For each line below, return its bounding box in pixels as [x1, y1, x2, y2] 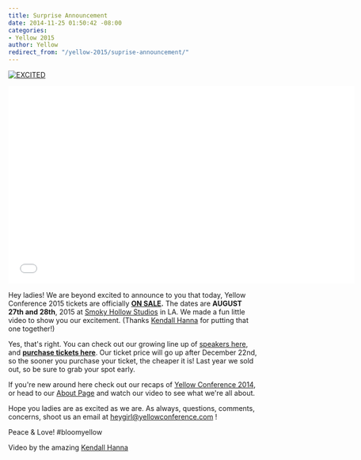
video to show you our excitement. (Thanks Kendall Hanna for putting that [8, 316, 249, 325]
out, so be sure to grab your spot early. [8, 365, 136, 374]
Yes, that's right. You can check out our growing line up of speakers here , [8, 340, 249, 348]
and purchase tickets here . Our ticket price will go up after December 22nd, [8, 348, 257, 357]
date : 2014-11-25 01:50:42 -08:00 [8, 19, 123, 27]
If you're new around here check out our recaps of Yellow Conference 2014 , [8, 380, 256, 389]
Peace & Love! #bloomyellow [8, 428, 103, 436]
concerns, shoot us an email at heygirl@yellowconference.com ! [8, 412, 218, 421]
